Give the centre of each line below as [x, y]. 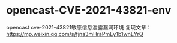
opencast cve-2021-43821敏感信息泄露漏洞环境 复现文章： [79, 27]
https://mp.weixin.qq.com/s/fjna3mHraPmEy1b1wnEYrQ [75, 34]
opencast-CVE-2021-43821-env [89, 10]
